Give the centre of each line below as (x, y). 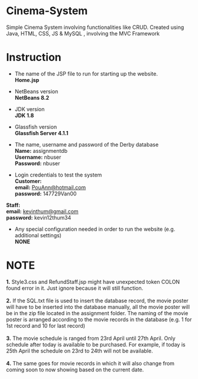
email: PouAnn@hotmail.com (50, 187)
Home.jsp (27, 80)
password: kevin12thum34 (39, 217)
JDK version (30, 109)
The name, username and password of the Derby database (87, 144)
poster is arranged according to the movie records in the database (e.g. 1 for (99, 319)
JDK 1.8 (24, 115)
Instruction (34, 58)
